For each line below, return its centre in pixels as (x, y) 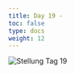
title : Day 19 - (35, 16)
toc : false (27, 23)
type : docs (27, 31)
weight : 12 (27, 38)
